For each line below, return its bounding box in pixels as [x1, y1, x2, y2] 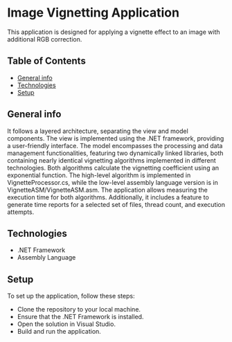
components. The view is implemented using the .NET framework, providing [7, 134, 224, 143]
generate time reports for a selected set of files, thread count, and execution [7, 200, 226, 208]
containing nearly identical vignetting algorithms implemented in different [7, 156, 216, 164]
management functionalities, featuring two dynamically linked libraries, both [7, 149, 224, 157]
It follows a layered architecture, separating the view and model [7, 127, 188, 135]
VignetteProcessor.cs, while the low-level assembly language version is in [7, 178, 218, 186]
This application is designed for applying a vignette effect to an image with [7, 28, 220, 36]
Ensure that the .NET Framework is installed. [17, 313, 144, 321]
